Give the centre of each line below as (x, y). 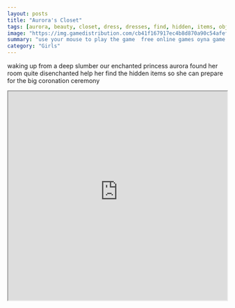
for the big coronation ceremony (54, 80)
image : (17, 33)
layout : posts (28, 14)
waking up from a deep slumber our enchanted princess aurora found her (113, 66)
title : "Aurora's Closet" (44, 20)
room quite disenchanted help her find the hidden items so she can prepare (115, 73)
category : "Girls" (34, 46)
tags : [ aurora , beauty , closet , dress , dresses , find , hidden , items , (112, 26)
